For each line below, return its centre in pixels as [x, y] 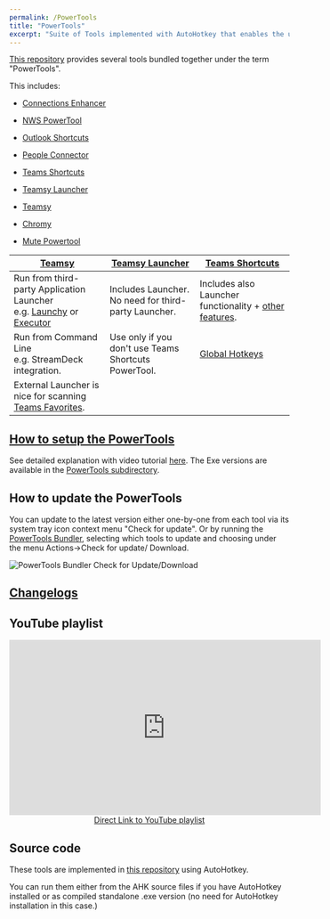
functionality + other [242, 306]
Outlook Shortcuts [55, 138]
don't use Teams [145, 348]
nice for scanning [50, 396]
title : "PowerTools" [48, 26]
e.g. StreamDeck [48, 360]
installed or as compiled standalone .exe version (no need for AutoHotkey [144, 897]
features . [218, 317]
